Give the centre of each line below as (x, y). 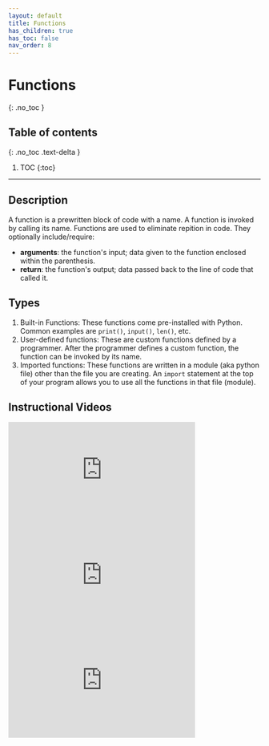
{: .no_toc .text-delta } (44, 152)
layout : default (35, 16)
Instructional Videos (60, 407)
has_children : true (41, 30)
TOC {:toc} (38, 167)
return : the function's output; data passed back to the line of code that (137, 269)
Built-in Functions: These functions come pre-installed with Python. (131, 322)
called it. (34, 278)
